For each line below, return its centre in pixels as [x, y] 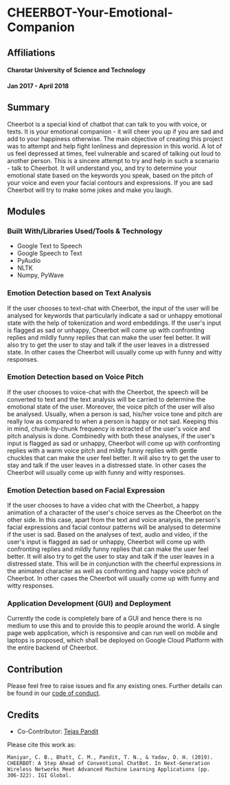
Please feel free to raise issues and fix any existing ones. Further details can [115, 686]
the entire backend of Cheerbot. [53, 647]
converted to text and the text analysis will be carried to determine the [106, 399]
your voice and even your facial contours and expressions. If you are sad [110, 182]
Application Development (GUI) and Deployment [89, 603]
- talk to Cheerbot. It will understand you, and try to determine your [102, 168]
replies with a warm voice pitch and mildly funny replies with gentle [102, 450]
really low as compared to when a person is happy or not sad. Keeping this [113, 421]
